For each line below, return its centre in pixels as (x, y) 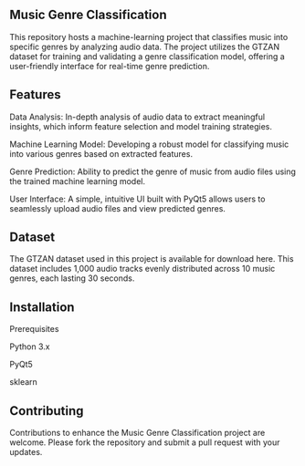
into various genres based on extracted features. (101, 153)
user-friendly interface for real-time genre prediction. (110, 66)
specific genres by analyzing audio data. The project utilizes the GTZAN (145, 47)
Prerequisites (34, 329)
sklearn (24, 382)
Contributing (47, 411)
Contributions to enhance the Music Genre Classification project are (137, 433)
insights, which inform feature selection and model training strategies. (141, 126)
